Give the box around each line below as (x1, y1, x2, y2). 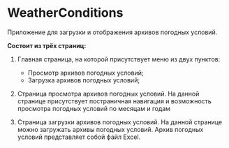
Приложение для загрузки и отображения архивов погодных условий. (7, 28, 218, 36)
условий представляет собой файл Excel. (17, 133, 141, 141)
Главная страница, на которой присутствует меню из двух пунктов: (17, 54, 221, 64)
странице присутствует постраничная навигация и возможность (17, 96, 212, 105)
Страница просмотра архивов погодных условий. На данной (17, 89, 200, 98)
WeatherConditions (7, 5, 124, 21)
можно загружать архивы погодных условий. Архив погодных (17, 125, 204, 133)
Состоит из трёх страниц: (7, 41, 87, 50)
